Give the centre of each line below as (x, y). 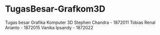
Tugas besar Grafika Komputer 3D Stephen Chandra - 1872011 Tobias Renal (80, 22)
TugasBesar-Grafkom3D (55, 9)
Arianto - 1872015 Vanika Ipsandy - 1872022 (49, 27)
